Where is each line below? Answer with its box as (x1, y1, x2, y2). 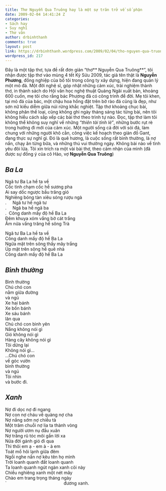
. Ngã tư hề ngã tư (5, 200, 47, 206)
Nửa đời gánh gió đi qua (5, 438, 54, 444)
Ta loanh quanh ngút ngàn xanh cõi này (5, 464, 85, 470)
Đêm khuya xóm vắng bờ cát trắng (5, 216, 76, 221)
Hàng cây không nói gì (5, 337, 51, 342)
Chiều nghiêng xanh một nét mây (5, 469, 73, 476)
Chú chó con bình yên (5, 321, 50, 327)
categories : (5, 16, 30, 21)
